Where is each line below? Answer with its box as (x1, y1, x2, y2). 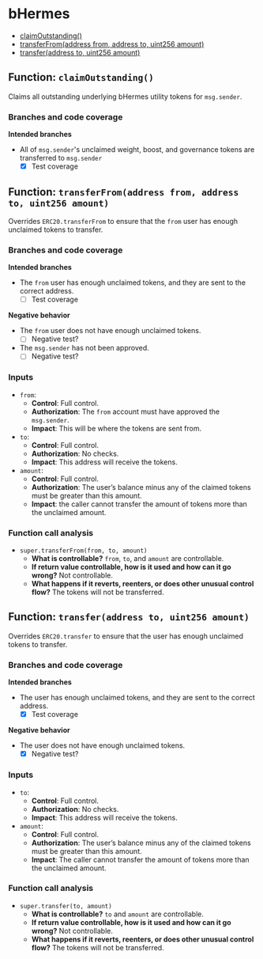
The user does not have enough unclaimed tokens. (19, 741, 186, 750)
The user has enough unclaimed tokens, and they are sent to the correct (19, 693, 255, 703)
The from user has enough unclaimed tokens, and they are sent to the (19, 278, 246, 287)
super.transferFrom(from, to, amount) (19, 547, 148, 555)
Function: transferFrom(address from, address (8, 185, 239, 199)
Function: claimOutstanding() (8, 70, 154, 84)
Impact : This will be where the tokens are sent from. (31, 423, 202, 433)
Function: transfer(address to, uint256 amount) (8, 610, 250, 624)
